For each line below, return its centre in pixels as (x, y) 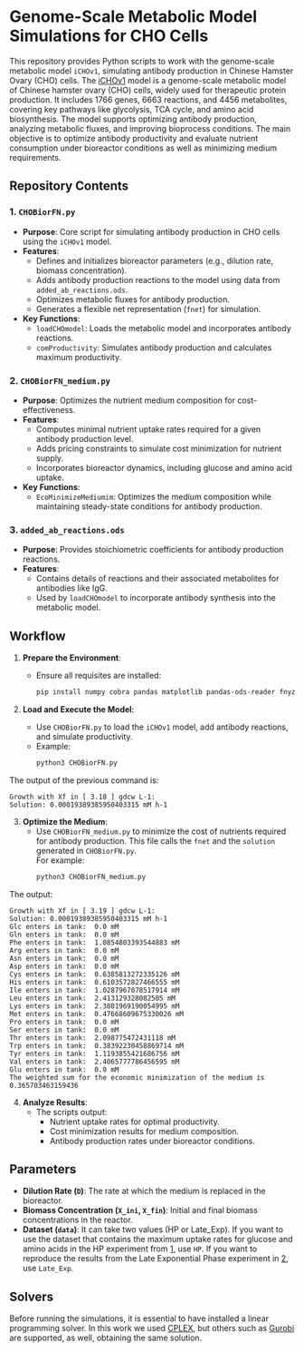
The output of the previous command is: (84, 780)
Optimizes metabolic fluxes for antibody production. (133, 299)
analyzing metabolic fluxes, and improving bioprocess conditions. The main (150, 128)
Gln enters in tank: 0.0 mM (64, 935)
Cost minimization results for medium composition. (144, 1131)
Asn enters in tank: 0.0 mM (64, 958)
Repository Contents (69, 186)
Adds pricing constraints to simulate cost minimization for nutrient (159, 448)
